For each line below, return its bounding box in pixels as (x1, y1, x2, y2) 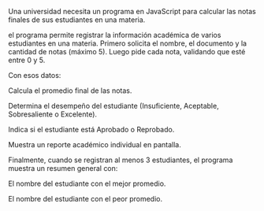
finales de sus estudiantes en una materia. (8, 15, 146, 24)
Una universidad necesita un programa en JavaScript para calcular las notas (8, 7, 256, 16)
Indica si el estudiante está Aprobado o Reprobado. (8, 125, 175, 134)
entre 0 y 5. (8, 55, 46, 65)
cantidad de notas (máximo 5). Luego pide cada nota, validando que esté (8, 47, 246, 56)
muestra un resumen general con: (8, 164, 118, 172)
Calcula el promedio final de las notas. (8, 86, 132, 95)
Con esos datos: (8, 71, 61, 80)
